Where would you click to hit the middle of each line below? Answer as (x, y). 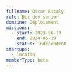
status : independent (42, 44)
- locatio (23, 55)
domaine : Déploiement (32, 22)
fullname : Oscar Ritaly (35, 11)
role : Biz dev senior (32, 17)
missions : (18, 28)
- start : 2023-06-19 (36, 33)
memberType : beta (27, 60)
